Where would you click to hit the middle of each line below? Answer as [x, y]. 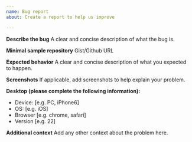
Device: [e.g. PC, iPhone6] [47, 102]
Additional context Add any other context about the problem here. [87, 133]
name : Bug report [27, 11]
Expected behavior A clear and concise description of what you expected [96, 62]
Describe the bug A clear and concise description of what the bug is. [90, 39]
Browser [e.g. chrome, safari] [51, 115]
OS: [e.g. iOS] [31, 108]
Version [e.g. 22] [35, 121]
